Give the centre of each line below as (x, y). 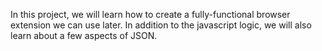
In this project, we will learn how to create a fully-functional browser (150, 14)
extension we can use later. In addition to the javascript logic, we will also (161, 25)
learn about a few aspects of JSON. (84, 35)
